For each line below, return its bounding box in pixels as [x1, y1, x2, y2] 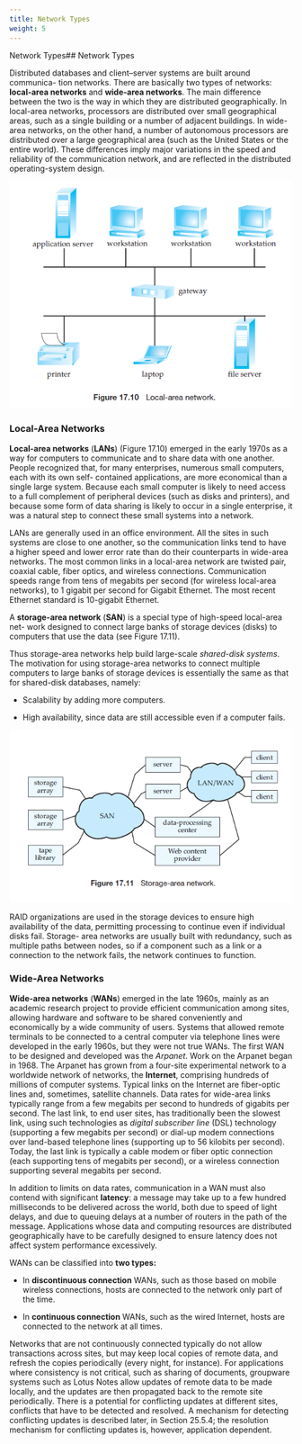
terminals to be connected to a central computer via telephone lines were [9, 1031, 280, 1042]
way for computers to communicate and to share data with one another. [9, 453, 275, 463]
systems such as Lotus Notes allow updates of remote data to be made [9, 1377, 272, 1387]
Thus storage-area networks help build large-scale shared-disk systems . [9, 648, 280, 659]
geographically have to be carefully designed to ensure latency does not [9, 1230, 278, 1241]
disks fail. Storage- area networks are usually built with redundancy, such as [9, 931, 292, 942]
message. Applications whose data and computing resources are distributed [9, 1220, 292, 1232]
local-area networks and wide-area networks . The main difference [9, 86, 262, 97]
